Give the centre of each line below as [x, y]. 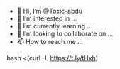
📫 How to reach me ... [50, 42]
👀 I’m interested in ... [47, 18]
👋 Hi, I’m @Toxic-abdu [50, 11]
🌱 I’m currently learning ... [55, 26]
